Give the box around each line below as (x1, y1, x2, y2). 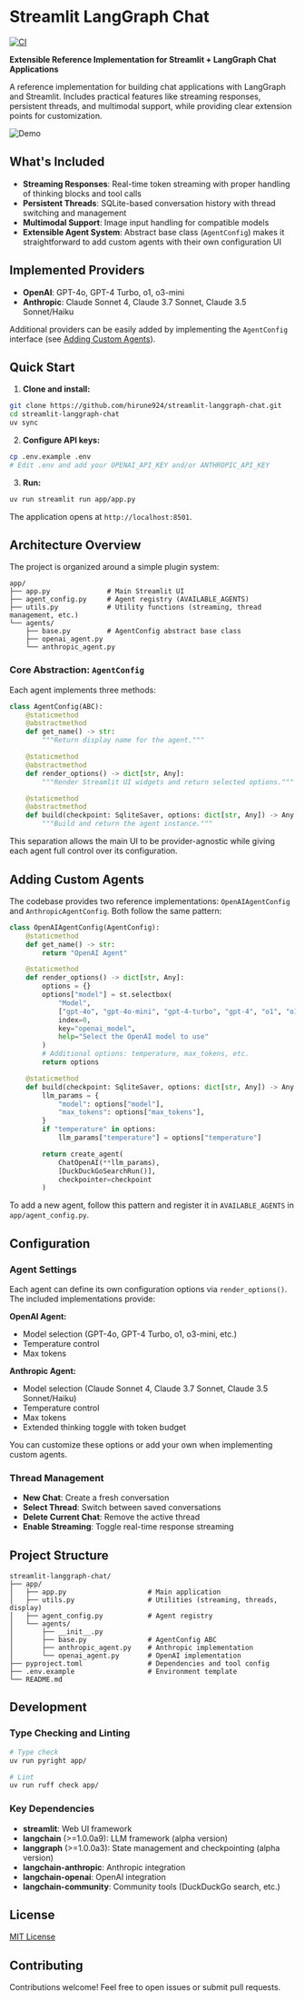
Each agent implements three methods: (9, 684, 156, 695)
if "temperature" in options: (42, 1125, 156, 1134)
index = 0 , (57, 1015, 92, 1024)
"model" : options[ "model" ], (57, 1100, 165, 1109)
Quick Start (9, 359, 75, 374)
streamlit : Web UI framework (22, 1823, 133, 1834)
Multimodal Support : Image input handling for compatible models (22, 216, 270, 228)
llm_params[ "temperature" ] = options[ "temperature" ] (57, 1133, 261, 1142)
